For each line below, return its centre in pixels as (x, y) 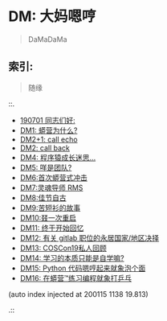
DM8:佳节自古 (43, 197)
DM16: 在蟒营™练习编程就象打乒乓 (76, 278)
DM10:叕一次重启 (48, 217)
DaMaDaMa (47, 39)
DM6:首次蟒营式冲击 (54, 177)
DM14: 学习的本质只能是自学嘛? (72, 257)
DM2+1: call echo (49, 139)
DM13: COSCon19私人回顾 (63, 248)
